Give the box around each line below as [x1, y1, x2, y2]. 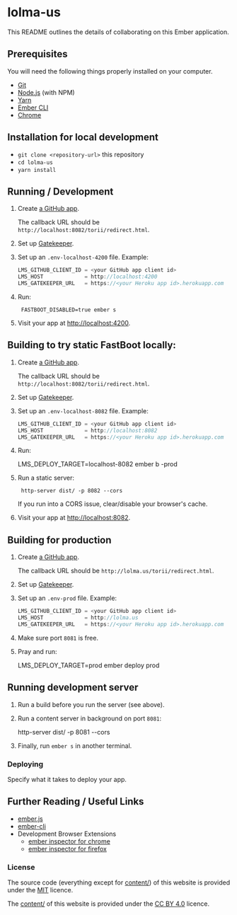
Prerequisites [7, 48, 68, 60]
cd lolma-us [17, 159, 53, 166]
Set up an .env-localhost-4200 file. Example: [17, 253, 149, 262]
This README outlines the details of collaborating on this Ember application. [7, 28, 229, 36]
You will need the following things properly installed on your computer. [7, 67, 213, 75]
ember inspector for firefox [28, 844, 108, 853]
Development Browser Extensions [17, 829, 117, 838]
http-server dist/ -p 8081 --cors [17, 727, 110, 736]
